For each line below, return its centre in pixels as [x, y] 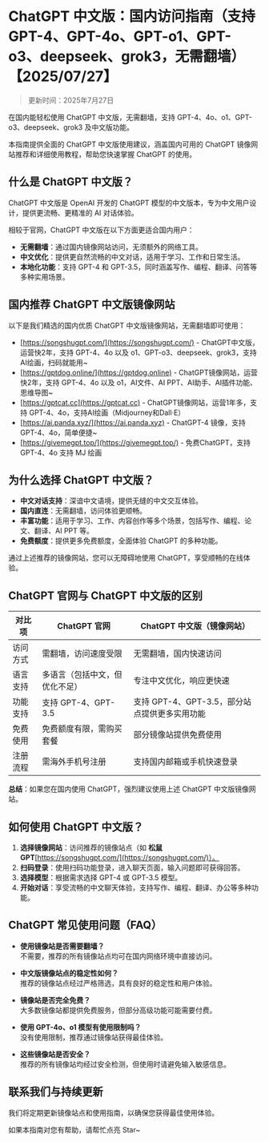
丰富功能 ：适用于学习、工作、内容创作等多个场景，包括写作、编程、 [132, 521]
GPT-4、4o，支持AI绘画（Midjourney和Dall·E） [107, 412]
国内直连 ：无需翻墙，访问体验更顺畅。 [83, 511]
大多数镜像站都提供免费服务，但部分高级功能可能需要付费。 [118, 1010]
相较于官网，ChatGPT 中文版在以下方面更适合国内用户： [101, 230]
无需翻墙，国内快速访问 [178, 653]
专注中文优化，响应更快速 [182, 681]
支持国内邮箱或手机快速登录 [186, 762]
